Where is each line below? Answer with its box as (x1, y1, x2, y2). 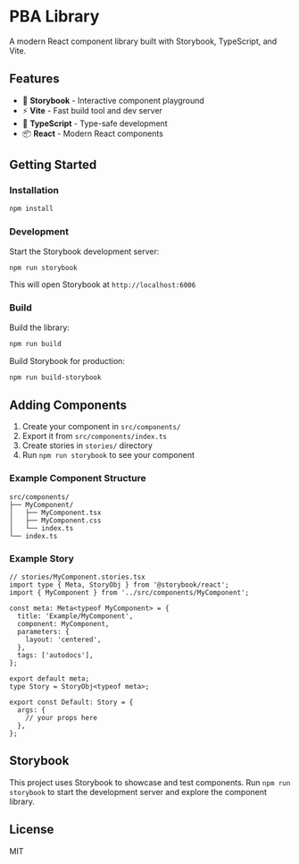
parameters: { (17, 627, 70, 636)
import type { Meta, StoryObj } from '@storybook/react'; (9, 580, 229, 589)
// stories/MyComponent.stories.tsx (9, 572, 145, 581)
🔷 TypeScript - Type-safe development (21, 118, 168, 129)
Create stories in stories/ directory (21, 440, 154, 451)
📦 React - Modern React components (21, 128, 163, 139)
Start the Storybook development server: (9, 246, 160, 257)
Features (9, 72, 60, 87)
